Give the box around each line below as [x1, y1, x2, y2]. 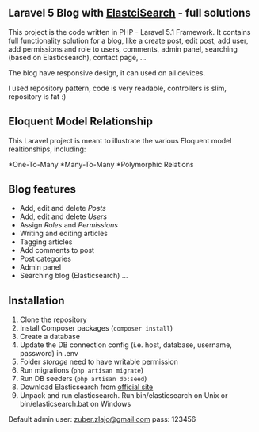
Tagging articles [19, 237, 73, 247]
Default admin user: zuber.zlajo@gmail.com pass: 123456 [8, 415, 196, 424]
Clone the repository [19, 315, 87, 324]
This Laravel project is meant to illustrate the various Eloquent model [8, 136, 232, 145]
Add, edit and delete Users [19, 212, 108, 221]
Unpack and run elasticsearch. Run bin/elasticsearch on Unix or [19, 391, 228, 400]
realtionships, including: [8, 144, 86, 154]
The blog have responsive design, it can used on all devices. [8, 67, 206, 78]
